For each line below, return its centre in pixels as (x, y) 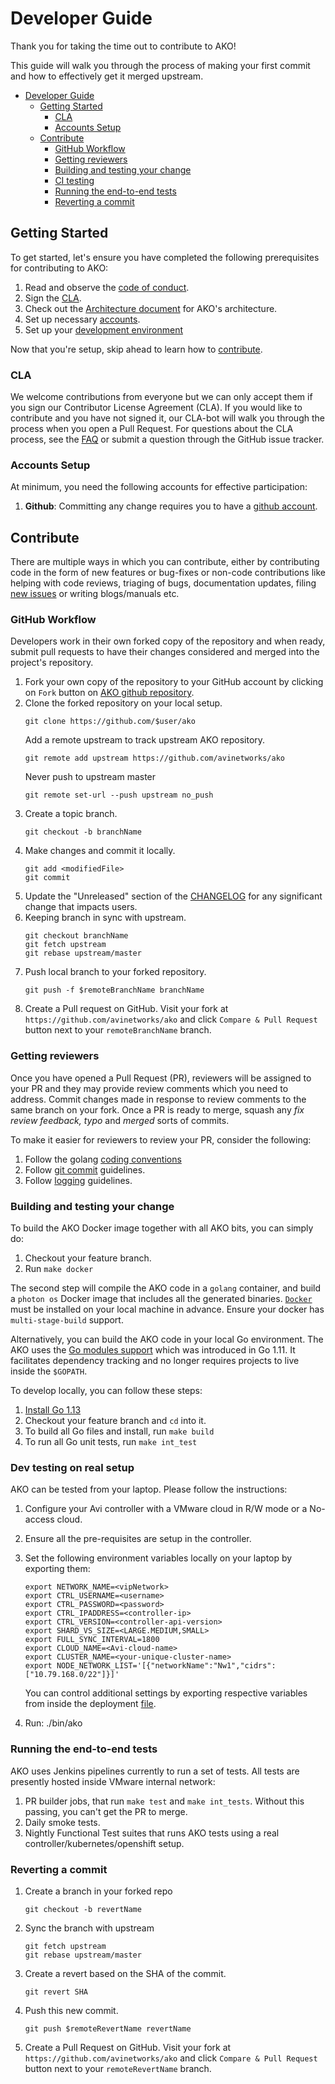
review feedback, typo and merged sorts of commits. (120, 1120)
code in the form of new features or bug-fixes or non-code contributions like (168, 573)
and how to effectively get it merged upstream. (107, 76)
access (39, 1519)
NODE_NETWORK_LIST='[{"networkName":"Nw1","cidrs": (166, 1666)
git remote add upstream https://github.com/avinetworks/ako (155, 758)
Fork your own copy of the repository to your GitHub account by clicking (174, 682)
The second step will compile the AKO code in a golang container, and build (166, 1288)
